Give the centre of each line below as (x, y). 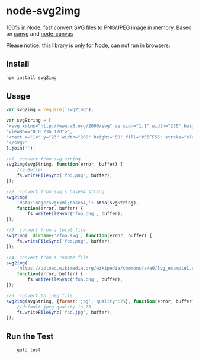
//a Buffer (30, 170)
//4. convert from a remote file (47, 257)
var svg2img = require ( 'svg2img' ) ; (50, 110)
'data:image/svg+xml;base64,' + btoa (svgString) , (78, 203)
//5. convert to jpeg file (39, 295)
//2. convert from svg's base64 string (55, 191)
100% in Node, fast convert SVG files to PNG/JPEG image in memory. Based (99, 27)
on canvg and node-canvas (40, 33)
